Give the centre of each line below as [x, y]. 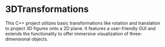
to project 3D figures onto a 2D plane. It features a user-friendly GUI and [80, 28]
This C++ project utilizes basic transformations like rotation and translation [83, 23]
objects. [40, 39]
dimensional [18, 39]
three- [136, 33]
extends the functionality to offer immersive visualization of [67, 33]
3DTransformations [47, 9]
